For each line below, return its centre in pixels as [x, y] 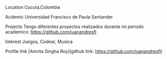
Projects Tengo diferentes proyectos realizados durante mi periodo [75, 26]
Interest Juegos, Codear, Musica [39, 41]
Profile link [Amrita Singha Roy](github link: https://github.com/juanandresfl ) [84, 51]
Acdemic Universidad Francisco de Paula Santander [59, 17]
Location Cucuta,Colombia [33, 7]
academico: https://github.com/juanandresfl [51, 32]
